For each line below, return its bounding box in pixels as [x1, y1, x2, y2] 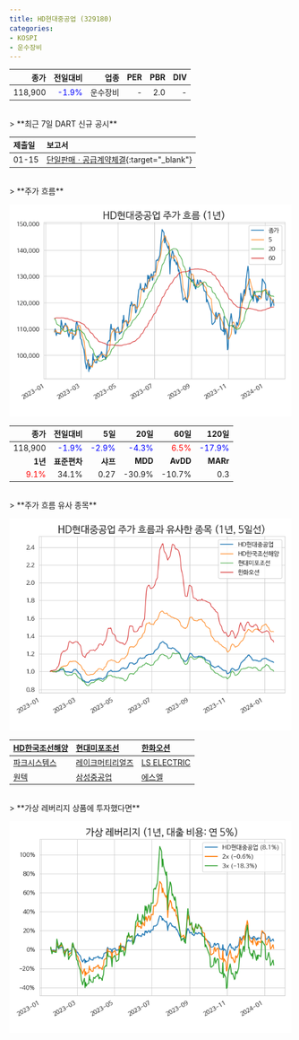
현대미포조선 [75, 743, 120, 753]
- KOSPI [9, 33, 38, 42]
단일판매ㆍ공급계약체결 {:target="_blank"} [46, 154, 192, 165]
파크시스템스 [13, 757, 57, 768]
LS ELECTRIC [141, 756, 191, 767]
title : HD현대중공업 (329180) [9, 14, 113, 23]
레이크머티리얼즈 [75, 757, 134, 768]
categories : [9, 23, 54, 33]
